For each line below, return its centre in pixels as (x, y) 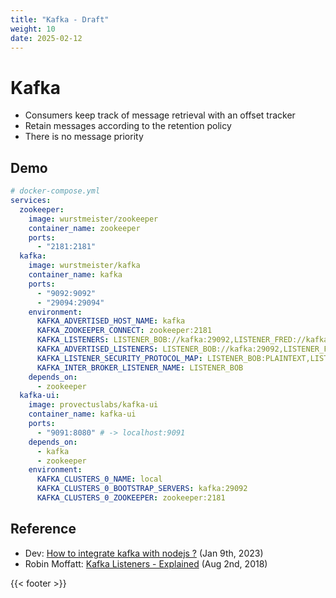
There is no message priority (84, 137)
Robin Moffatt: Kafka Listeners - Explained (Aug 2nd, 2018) (146, 563)
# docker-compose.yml (55, 191)
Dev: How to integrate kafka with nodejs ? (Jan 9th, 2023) (144, 553)
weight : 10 (33, 29)
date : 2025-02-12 (46, 38)
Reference (43, 529)
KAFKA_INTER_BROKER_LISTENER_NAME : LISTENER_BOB (140, 367)
